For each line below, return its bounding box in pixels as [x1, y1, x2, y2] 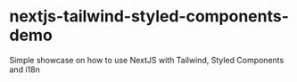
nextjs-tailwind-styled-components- [9, 6, 290, 27]
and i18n [9, 64, 40, 75]
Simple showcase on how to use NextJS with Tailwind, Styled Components [9, 54, 285, 65]
